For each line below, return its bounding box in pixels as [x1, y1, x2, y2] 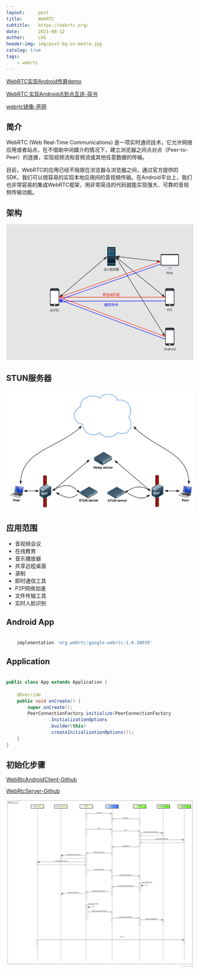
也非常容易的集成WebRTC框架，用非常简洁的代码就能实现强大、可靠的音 [6, 182, 184, 189]
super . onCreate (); [27, 704, 73, 711]
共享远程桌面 [14, 562, 46, 570]
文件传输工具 [14, 592, 46, 599]
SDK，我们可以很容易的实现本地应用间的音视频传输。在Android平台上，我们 [6, 174, 192, 181]
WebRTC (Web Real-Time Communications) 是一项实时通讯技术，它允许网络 [6, 139, 193, 146]
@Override [17, 692, 42, 697]
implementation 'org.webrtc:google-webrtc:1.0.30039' [17, 640, 153, 646]
